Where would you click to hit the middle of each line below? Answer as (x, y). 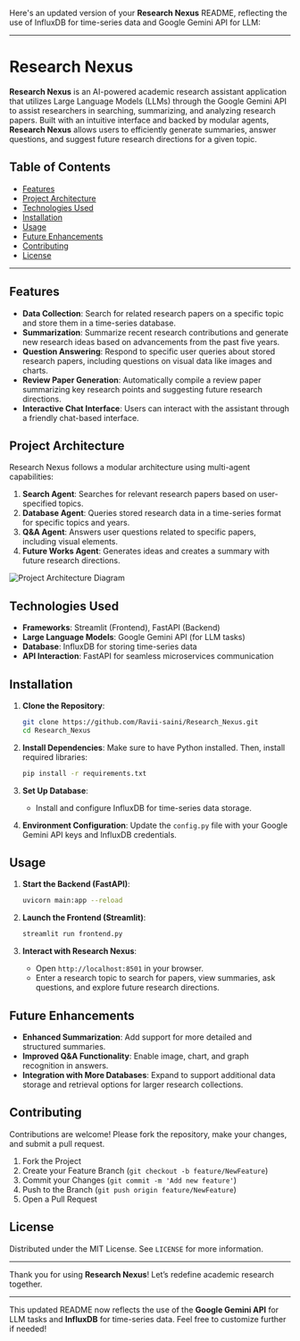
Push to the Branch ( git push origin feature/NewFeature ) (129, 1189)
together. (26, 1284)
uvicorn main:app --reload (72, 901)
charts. (35, 370)
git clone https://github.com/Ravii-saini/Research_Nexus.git (140, 722)
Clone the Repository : (63, 706)
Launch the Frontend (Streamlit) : (84, 918)
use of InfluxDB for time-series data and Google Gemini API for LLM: (135, 22)
